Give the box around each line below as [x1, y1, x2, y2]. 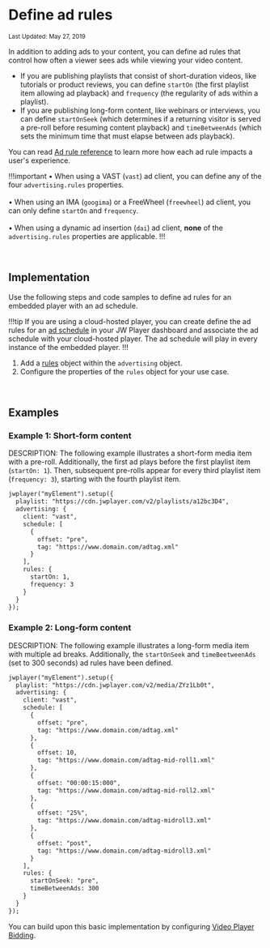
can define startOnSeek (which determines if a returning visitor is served [19, 113, 261, 123]
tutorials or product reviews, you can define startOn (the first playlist [19, 79, 249, 89]
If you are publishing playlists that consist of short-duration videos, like [19, 70, 257, 80]
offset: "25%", [37, 809, 89, 818]
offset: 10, [37, 749, 78, 757]
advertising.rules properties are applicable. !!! [8, 231, 166, 241]
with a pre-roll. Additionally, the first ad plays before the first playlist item [8, 457, 251, 467]
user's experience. [8, 156, 71, 165]
